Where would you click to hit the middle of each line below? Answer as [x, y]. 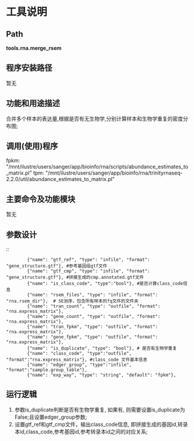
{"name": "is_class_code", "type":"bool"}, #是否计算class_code [105, 284]
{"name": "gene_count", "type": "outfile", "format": [94, 317]
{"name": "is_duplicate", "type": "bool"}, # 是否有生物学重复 [102, 348]
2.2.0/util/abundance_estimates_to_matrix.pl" [60, 179]
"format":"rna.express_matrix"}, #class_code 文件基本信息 [77, 360]
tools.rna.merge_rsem [34, 48]
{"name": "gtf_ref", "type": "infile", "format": [89, 260]
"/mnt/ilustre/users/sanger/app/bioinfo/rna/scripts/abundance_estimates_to [97, 167]
